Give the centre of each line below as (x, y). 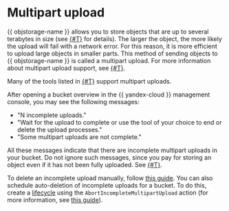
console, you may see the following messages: (73, 101)
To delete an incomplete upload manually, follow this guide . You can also (110, 178)
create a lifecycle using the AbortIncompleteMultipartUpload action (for (108, 193)
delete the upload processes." (59, 129)
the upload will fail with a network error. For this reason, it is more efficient (112, 46)
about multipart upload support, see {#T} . (66, 68)
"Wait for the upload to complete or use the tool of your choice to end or (119, 122)
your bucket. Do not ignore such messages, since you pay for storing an (109, 157)
